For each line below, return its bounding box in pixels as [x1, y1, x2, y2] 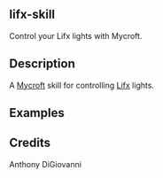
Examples [9, 105, 65, 120]
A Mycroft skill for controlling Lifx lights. [9, 80, 155, 90]
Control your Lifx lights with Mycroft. [9, 30, 143, 41]
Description [9, 57, 75, 72]
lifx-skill [9, 7, 56, 22]
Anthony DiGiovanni [9, 159, 82, 169]
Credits [9, 135, 51, 151]
